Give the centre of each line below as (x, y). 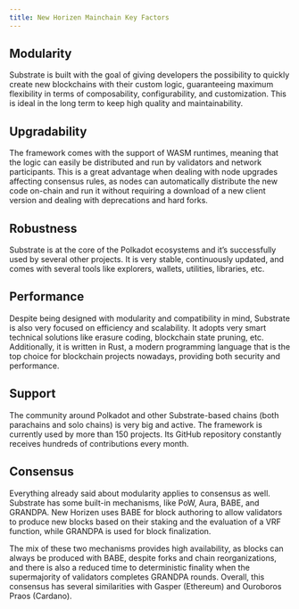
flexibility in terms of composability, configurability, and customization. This (148, 94)
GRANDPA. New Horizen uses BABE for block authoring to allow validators (146, 512)
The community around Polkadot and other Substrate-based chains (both (144, 415)
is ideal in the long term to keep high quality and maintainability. (126, 103)
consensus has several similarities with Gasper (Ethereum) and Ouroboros (145, 586)
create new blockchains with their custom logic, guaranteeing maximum (141, 85)
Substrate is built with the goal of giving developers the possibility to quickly (149, 75)
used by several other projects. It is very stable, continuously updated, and (146, 259)
